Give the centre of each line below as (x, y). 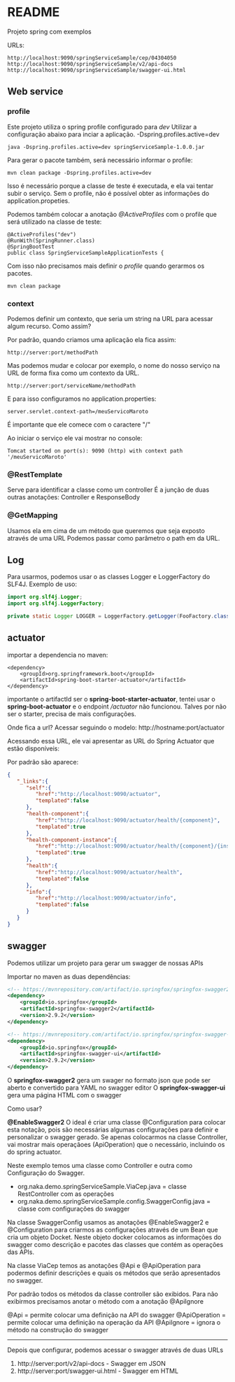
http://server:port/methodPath (53, 352)
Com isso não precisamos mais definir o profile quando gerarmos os (106, 266)
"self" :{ (38, 788)
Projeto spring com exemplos (50, 31)
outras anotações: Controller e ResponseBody (74, 497)
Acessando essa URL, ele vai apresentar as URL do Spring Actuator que (111, 741)
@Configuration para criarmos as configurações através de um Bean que (113, 1230)
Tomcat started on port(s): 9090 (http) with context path (95, 451)
